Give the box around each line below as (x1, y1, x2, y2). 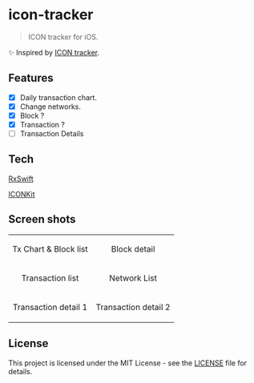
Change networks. (19, 102, 82, 111)
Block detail (111, 243, 155, 254)
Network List (109, 272, 158, 284)
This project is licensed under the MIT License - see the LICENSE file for (8, 358, 247, 368)
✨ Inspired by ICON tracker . (8, 47, 100, 57)
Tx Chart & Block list (12, 243, 88, 254)
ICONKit (8, 189, 35, 199)
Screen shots (8, 212, 76, 226)
